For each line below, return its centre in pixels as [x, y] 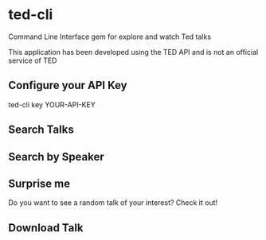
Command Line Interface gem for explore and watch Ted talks [110, 37]
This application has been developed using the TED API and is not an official [133, 52]
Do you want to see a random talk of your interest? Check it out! [113, 203]
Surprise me [39, 183]
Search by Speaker [57, 157]
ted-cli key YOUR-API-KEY [52, 104]
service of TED [33, 60]
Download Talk [46, 228]
